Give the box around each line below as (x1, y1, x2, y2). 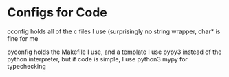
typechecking (7, 62, 46, 70)
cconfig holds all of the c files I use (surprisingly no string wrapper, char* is (7, 27, 221, 35)
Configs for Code (7, 5, 108, 20)
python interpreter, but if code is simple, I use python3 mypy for (7, 55, 188, 63)
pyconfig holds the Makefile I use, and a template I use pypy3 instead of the (7, 48, 222, 56)
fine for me (7, 34, 39, 42)
